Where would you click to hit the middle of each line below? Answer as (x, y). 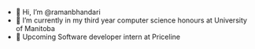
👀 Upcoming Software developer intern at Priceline (98, 37)
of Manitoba (35, 28)
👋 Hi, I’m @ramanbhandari (58, 12)
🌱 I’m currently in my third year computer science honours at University (131, 20)
